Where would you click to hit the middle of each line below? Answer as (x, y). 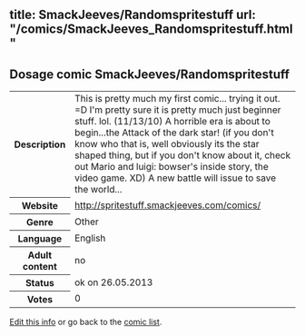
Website (40, 205)
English (90, 238)
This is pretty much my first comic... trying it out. (177, 99)
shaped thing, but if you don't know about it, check (182, 155)
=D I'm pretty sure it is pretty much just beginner (177, 110)
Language (40, 238)
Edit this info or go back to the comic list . (86, 321)
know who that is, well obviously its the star (167, 144)
